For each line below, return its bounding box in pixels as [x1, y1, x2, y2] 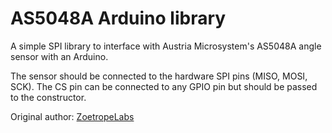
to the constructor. [10, 91, 87, 103]
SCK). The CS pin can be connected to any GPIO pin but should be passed [10, 80, 318, 92]
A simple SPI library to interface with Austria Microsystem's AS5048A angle [10, 40, 322, 52]
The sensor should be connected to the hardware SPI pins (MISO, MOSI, [10, 70, 308, 82]
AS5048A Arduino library [10, 7, 227, 30]
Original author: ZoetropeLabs [10, 110, 135, 122]
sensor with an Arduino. [10, 50, 109, 62]
